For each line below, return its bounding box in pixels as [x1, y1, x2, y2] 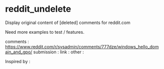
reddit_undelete [5, 3, 71, 15]
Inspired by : [5, 58, 31, 64]
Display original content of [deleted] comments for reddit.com [5, 20, 131, 25]
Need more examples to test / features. [5, 29, 85, 35]
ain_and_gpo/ [5, 49, 33, 55]
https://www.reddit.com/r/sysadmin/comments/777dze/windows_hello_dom [5, 44, 159, 49]
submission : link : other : [33, 49, 84, 55]
